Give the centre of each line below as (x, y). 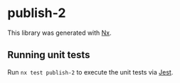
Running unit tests (49, 55)
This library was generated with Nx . (59, 33)
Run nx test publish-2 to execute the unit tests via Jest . (90, 72)
